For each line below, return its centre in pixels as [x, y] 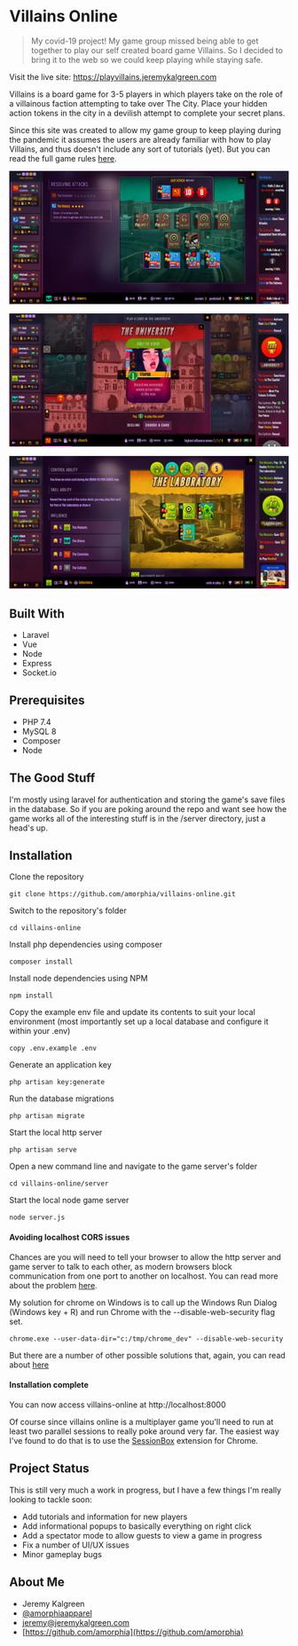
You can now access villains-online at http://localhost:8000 [118, 1405]
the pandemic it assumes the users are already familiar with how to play [141, 139]
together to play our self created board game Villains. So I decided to [157, 50]
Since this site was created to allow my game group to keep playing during [145, 130]
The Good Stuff [52, 778]
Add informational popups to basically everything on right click [137, 1526]
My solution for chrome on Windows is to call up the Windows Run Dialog [143, 1303]
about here [29, 1365]
